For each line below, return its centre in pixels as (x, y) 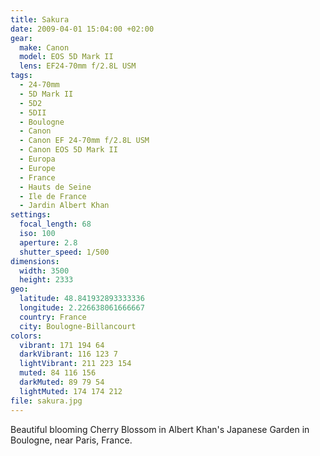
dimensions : (35, 261)
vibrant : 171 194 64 (62, 345)
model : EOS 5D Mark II (66, 57)
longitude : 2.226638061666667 (82, 308)
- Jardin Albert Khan (64, 206)
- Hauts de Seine (55, 187)
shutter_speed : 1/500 (64, 252)
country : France (53, 317)
